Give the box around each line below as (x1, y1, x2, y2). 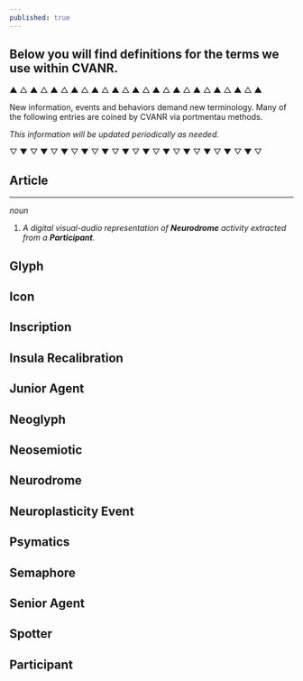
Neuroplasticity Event (9, 503, 134, 519)
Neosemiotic (9, 442, 83, 457)
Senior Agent (9, 595, 86, 611)
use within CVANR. (9, 60, 119, 77)
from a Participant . (22, 232, 96, 244)
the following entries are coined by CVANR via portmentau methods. (9, 112, 263, 123)
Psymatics (9, 534, 70, 550)
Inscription (9, 319, 72, 335)
